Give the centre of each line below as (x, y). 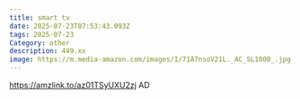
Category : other (40, 43)
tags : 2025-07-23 (42, 34)
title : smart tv (40, 18)
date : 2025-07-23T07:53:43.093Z (70, 26)
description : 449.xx (48, 51)
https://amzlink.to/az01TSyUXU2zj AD (79, 85)
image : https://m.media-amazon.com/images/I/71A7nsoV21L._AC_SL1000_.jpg (150, 59)
